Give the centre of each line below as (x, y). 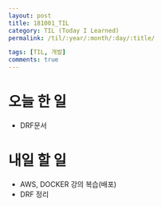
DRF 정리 (34, 194)
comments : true (34, 60)
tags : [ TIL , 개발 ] (37, 53)
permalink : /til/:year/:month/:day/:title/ (82, 38)
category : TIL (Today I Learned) (64, 30)
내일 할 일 (38, 161)
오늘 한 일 (38, 102)
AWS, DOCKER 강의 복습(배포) (68, 184)
